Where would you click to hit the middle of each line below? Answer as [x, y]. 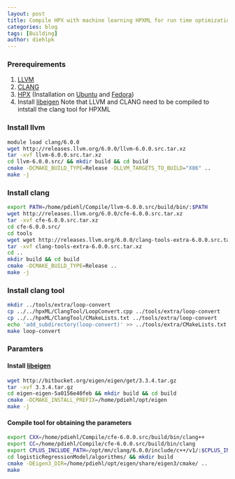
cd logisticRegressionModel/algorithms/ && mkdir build [90, 457]
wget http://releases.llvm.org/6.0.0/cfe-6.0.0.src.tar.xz [95, 214]
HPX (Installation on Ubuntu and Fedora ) [76, 95]
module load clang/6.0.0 [43, 142]
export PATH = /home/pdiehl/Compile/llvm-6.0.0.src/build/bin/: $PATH [108, 208]
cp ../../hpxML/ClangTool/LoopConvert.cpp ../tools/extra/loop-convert [114, 312]
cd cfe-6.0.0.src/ [34, 227]
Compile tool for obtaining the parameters [70, 422]
